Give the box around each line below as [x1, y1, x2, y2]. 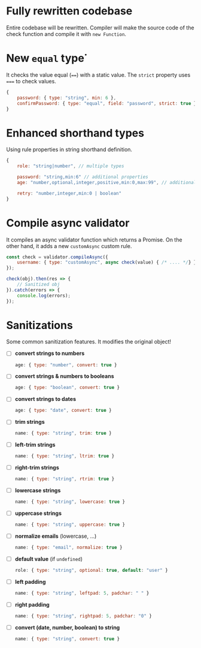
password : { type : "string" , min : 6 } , [17, 95, 117, 101]
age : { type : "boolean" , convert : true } [14, 385, 120, 391]
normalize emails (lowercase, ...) [14, 532, 97, 540]
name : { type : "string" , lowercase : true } [14, 499, 126, 505]
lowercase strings [14, 487, 61, 494]
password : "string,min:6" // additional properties [17, 174, 148, 180]
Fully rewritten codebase [6, 4, 133, 18]
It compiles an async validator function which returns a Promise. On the [6, 236, 182, 243]
